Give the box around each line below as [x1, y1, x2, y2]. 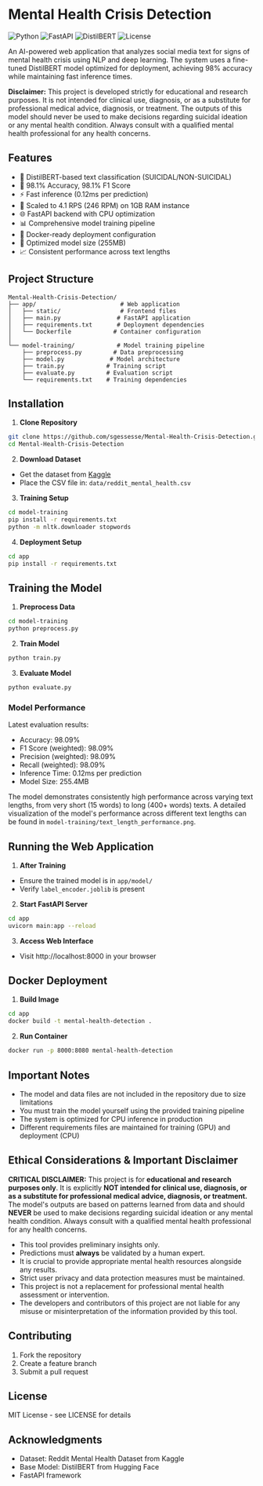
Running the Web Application [8, 840, 154, 853]
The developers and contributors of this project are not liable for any [19, 1298, 240, 1308]
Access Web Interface [19, 936, 94, 945]
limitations [19, 1097, 53, 1107]
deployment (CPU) [19, 1130, 80, 1140]
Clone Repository [19, 418, 78, 427]
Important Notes [8, 1068, 90, 1082]
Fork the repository [19, 1350, 82, 1360]
